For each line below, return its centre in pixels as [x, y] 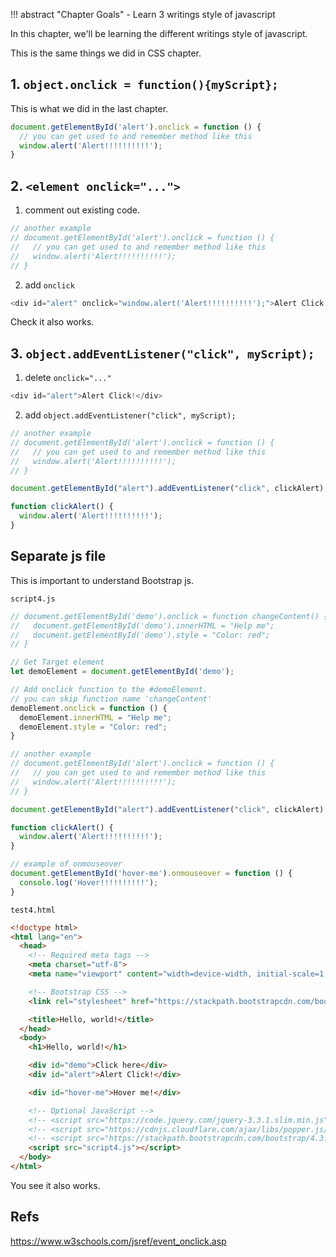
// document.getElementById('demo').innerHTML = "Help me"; [142, 625]
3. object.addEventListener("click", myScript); [162, 353]
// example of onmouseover [66, 864]
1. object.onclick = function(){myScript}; [144, 84]
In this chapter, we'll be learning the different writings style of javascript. [159, 33]
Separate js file [58, 556]
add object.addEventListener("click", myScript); [130, 415]
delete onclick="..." [68, 378]
